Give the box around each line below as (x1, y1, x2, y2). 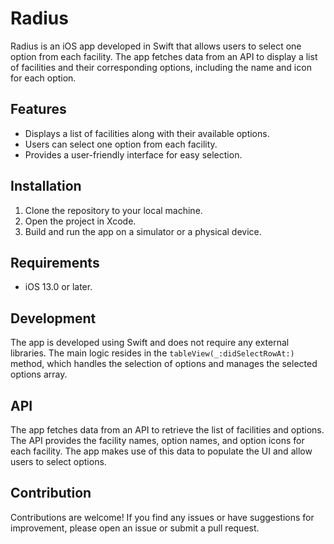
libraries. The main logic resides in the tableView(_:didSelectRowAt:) (10, 347, 295, 359)
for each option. (10, 72, 77, 84)
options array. (10, 368, 68, 381)
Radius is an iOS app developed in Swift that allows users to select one (10, 40, 302, 52)
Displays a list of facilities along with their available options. (24, 127, 270, 139)
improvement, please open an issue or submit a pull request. (10, 522, 260, 534)
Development (10, 310, 97, 327)
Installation (10, 178, 82, 195)
